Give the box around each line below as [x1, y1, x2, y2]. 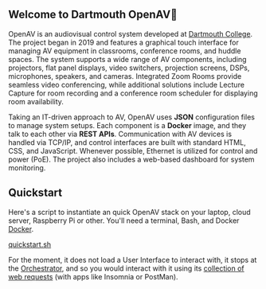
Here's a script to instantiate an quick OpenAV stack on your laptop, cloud [8, 207, 251, 217]
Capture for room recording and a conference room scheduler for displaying [8, 88, 258, 98]
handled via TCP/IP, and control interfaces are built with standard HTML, [8, 137, 246, 147]
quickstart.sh [8, 240, 52, 249]
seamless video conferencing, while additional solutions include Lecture [8, 80, 245, 89]
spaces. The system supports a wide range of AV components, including [8, 54, 247, 64]
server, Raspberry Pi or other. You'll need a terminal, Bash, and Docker [8, 216, 240, 225]
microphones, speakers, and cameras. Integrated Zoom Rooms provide [8, 71, 242, 80]
